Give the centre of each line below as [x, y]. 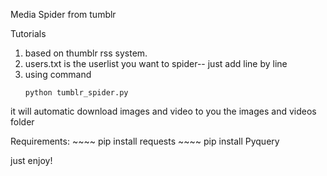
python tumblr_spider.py [76, 93]
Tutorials [28, 33]
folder [22, 122]
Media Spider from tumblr [63, 14]
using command [58, 74]
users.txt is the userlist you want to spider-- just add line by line [156, 63]
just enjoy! [31, 160]
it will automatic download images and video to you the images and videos [163, 111]
